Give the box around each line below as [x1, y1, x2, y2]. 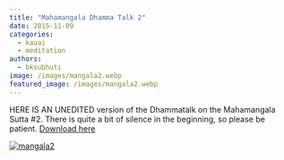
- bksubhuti [17, 63, 63, 72]
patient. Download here [9, 122, 96, 134]
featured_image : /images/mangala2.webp [9, 80, 159, 88]
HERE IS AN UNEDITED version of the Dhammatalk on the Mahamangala [9, 104, 276, 114]
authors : [9, 55, 42, 63]
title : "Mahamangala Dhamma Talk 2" [9, 13, 146, 22]
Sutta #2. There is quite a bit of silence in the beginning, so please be [9, 114, 266, 124]
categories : [9, 29, 54, 38]
